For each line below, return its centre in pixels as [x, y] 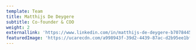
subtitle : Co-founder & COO [40, 22]
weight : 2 [18, 27]
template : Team [24, 11]
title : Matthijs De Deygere [40, 17]
